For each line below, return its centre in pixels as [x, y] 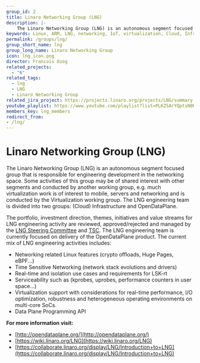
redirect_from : [25, 117]
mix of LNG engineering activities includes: [59, 243]
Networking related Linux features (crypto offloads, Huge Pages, [94, 255]
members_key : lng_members [38, 111]
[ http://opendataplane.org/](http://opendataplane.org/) [82, 334]
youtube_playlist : [29, 106]
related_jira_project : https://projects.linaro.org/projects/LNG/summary [100, 100]
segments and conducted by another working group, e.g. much [84, 187]
